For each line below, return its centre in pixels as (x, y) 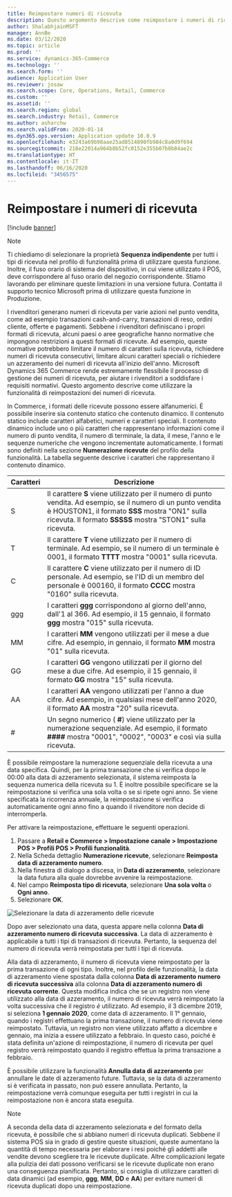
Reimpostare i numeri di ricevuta (103, 209)
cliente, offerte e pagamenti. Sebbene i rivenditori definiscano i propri (106, 327)
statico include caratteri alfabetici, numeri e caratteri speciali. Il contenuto (112, 421)
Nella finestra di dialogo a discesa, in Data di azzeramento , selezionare (119, 870)
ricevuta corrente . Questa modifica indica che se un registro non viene (109, 992)
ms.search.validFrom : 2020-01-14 (55, 129)
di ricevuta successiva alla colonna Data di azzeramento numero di (105, 984)
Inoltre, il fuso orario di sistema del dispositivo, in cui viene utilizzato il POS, (114, 269)
